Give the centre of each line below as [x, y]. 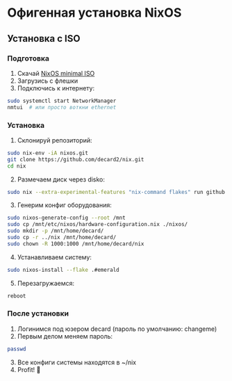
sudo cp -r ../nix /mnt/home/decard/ [62, 238]
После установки [38, 314]
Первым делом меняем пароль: [65, 336]
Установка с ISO [44, 39]
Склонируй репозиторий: [55, 140]
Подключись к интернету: [56, 88]
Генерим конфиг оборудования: [65, 205]
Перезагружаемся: [46, 283]
